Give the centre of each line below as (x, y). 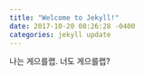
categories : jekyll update (60, 34)
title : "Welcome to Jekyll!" (64, 18)
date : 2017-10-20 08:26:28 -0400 (72, 26)
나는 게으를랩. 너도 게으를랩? (60, 61)
